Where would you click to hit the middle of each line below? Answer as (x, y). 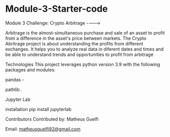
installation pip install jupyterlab (38, 109)
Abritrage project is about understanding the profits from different (74, 43)
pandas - (15, 79)
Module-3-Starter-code (56, 9)
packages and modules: (31, 70)
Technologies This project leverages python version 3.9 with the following (83, 64)
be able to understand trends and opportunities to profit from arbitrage (79, 54)
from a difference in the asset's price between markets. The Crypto (76, 38)
